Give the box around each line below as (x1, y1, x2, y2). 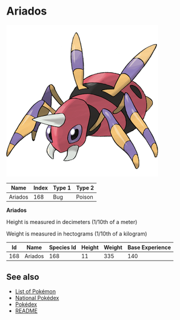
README (15, 307, 38, 315)
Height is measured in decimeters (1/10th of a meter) (6, 219, 138, 226)
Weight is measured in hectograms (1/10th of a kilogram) (6, 230, 147, 237)
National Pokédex (15, 294, 59, 302)
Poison (76, 193, 93, 200)
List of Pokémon (15, 288, 56, 295)
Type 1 (53, 184, 72, 192)
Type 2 (76, 184, 95, 192)
